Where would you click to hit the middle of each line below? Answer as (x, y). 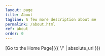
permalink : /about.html (30, 24)
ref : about (17, 29)
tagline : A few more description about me (51, 19)
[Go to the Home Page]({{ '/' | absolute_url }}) (53, 48)
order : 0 (14, 34)
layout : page (19, 10)
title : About (19, 15)
